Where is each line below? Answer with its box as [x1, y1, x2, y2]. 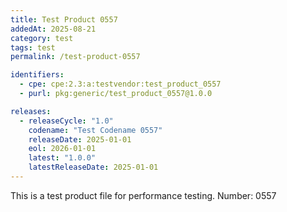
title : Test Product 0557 [10, 14, 118, 25]
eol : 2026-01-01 [28, 144, 97, 154]
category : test [10, 33, 74, 43]
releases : [10, 106, 52, 116]
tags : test [10, 42, 56, 53]
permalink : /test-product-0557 [10, 52, 141, 62]
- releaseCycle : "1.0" [19, 116, 114, 126]
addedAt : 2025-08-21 [10, 24, 97, 34]
